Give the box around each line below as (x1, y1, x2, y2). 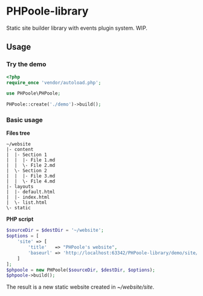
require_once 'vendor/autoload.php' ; (6, 79, 101, 86)
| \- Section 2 (6, 168, 47, 174)
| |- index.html (6, 194, 50, 201)
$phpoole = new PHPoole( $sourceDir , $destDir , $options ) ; (6, 267, 155, 273)
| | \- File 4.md (6, 178, 56, 184)
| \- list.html (6, 200, 47, 206)
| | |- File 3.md (6, 173, 56, 180)
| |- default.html (6, 189, 56, 195)
